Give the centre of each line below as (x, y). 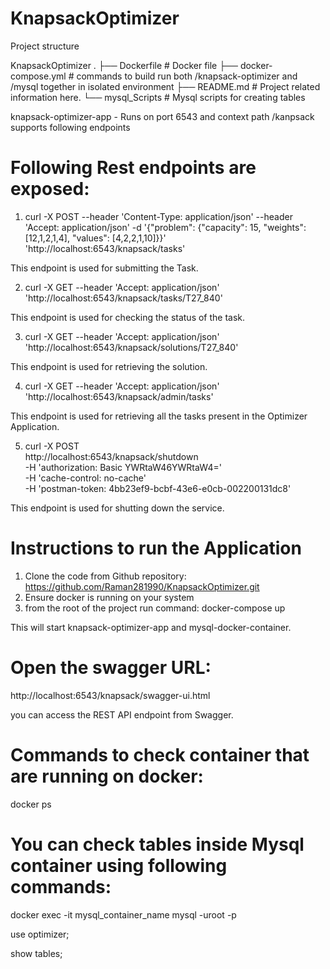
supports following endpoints (70, 127)
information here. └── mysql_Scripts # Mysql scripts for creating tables (158, 97)
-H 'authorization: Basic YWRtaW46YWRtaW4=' (123, 467)
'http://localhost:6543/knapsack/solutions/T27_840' (131, 347)
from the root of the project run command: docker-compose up (155, 608)
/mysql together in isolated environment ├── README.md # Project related (165, 86)
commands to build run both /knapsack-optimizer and (187, 76)
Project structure (45, 46)
